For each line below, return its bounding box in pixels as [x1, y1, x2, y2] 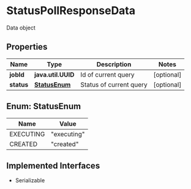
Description [96, 60, 132, 68]
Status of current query [80, 80, 148, 89]
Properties [6, 42, 48, 52]
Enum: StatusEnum [6, 101, 81, 112]
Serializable [15, 177, 45, 184]
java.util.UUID [34, 70, 75, 79]
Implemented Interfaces [6, 160, 100, 171]
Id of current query [80, 70, 135, 79]
